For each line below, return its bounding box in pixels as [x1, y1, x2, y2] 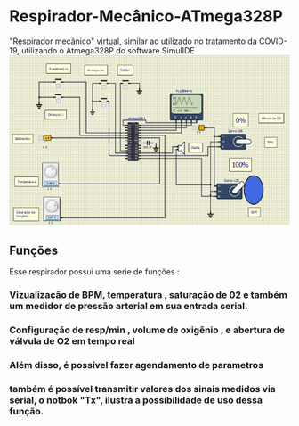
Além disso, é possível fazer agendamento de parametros [9, 358, 264, 371]
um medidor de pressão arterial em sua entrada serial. [9, 299, 248, 312]
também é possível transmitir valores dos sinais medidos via [9, 382, 276, 395]
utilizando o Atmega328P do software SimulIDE [20, 45, 195, 55]
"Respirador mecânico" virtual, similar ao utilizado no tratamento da [9, 36, 258, 46]
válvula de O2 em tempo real [9, 334, 135, 347]
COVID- [258, 36, 287, 46]
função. [9, 405, 44, 417]
